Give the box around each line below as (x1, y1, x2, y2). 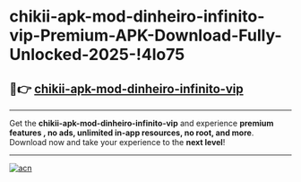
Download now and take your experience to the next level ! (9, 137, 226, 147)
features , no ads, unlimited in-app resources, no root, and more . (9, 127, 254, 138)
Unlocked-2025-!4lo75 (9, 45, 185, 65)
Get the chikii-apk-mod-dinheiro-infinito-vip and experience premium (9, 118, 274, 128)
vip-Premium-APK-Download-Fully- (9, 25, 282, 46)
